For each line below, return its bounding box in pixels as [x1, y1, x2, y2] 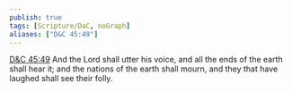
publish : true [9, 13, 63, 22]
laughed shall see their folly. [9, 73, 113, 84]
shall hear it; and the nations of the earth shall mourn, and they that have [9, 63, 279, 74]
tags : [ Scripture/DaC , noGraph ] [9, 21, 130, 30]
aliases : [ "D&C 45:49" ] [9, 29, 99, 38]
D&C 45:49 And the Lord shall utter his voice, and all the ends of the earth [9, 54, 283, 65]
